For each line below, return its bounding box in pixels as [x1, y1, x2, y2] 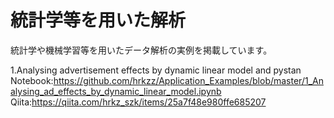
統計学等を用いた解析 [10, 9, 187, 32]
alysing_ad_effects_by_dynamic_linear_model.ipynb [10, 85, 222, 97]
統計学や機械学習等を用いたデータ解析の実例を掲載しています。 [10, 44, 273, 56]
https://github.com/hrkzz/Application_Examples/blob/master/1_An [53, 74, 324, 86]
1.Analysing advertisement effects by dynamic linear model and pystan [10, 64, 302, 76]
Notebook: [10, 74, 54, 86]
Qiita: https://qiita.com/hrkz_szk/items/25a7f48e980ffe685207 [10, 96, 267, 108]
